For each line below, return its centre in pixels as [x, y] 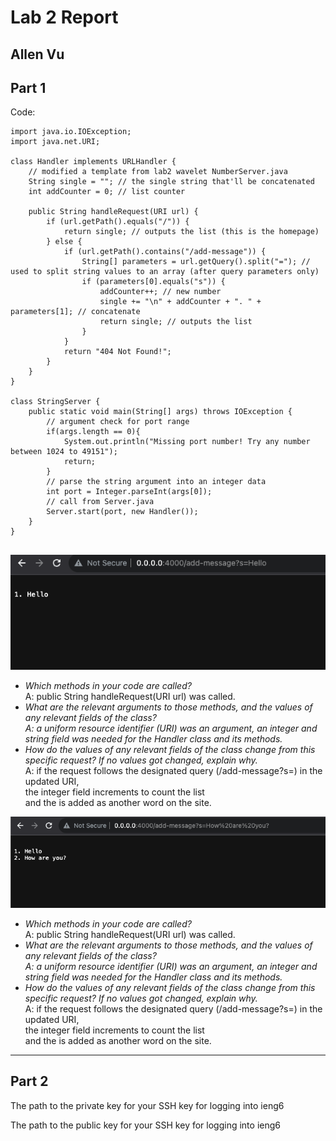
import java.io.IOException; [71, 132]
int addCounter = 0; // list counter [107, 192]
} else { [64, 242]
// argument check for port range [118, 422]
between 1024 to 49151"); [64, 452]
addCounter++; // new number [160, 292]
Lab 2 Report [64, 17]
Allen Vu [37, 54]
